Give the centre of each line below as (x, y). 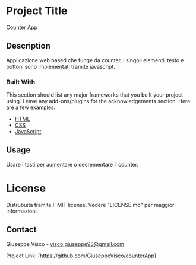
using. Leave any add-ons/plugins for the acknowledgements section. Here (98, 101)
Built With (21, 82)
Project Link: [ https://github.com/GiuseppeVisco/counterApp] (81, 256)
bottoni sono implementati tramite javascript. (61, 66)
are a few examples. (31, 107)
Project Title (37, 11)
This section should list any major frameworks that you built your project (94, 95)
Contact (21, 230)
